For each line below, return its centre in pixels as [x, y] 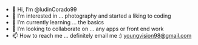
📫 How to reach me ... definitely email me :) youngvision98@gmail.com [102, 36]
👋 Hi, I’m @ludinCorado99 [44, 9]
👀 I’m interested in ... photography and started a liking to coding [91, 16]
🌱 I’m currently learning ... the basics [58, 22]
